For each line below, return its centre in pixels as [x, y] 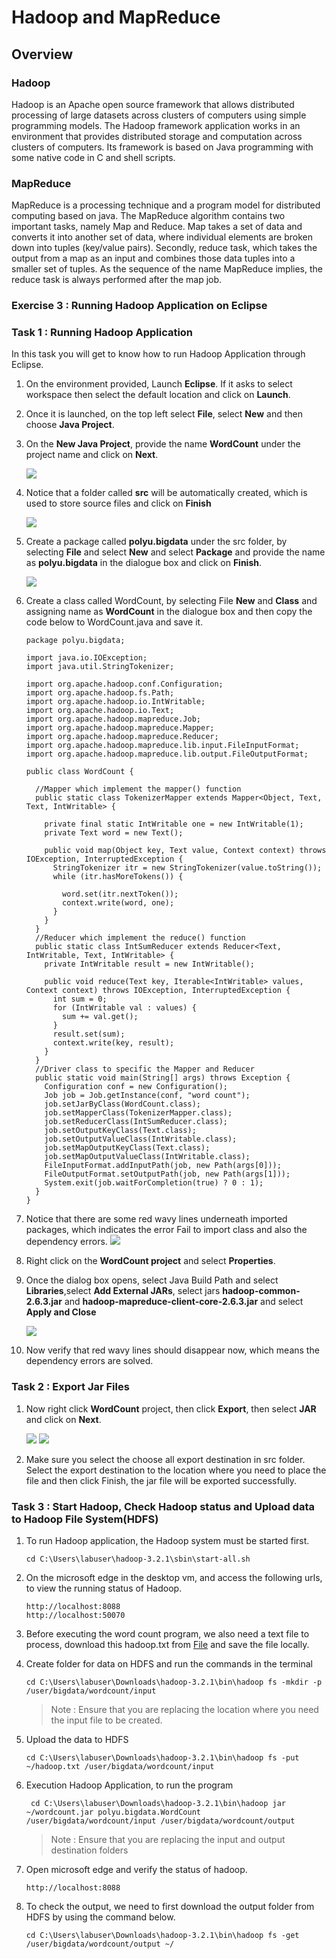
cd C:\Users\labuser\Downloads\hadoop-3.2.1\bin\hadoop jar [158, 1803]
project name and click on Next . [92, 455]
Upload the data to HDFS [77, 1739]
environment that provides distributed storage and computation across [157, 136]
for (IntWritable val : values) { [124, 1008]
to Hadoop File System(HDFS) [85, 1519]
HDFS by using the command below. [100, 1917]
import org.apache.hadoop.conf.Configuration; [124, 684]
